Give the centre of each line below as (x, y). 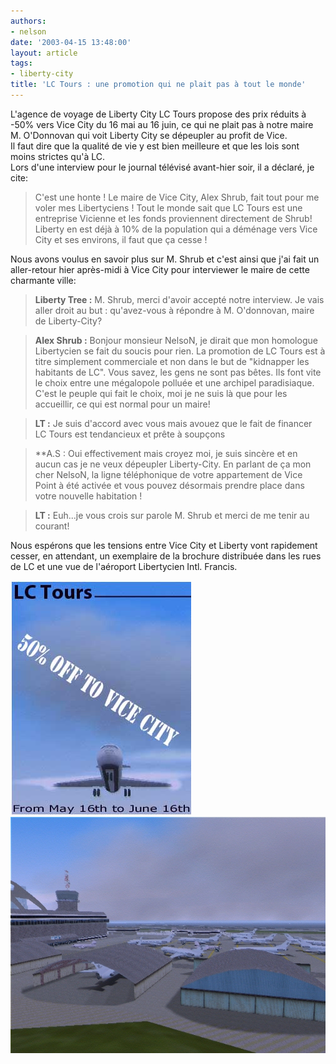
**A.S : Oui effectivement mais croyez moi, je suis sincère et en (166, 453)
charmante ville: (43, 280)
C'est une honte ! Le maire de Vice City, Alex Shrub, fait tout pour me (177, 197)
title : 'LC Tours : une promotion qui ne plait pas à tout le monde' (158, 85)
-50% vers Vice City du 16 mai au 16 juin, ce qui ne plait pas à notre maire (162, 124)
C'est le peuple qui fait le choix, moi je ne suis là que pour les (161, 393)
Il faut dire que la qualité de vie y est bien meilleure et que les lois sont (155, 146)
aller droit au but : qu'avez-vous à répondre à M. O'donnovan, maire (174, 310)
